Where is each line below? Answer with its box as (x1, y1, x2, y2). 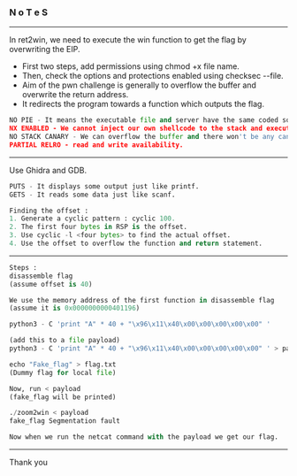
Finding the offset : (9, 206, 89, 215)
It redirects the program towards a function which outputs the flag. (21, 99, 265, 110)
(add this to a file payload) (9, 336, 121, 345)
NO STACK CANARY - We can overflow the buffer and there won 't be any (9, 133, 275, 142)
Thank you (9, 457, 49, 468)
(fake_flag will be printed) (9, 392, 117, 402)
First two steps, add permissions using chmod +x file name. (21, 61, 240, 72)
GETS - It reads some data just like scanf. (9, 190, 176, 199)
